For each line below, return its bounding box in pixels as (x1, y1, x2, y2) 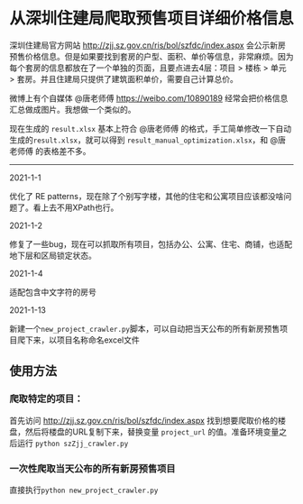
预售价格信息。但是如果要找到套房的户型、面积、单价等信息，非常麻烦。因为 (9, 50, 294, 61)
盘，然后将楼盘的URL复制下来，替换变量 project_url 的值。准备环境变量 (9, 426, 280, 437)
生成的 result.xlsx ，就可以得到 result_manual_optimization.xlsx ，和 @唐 (9, 134, 287, 145)
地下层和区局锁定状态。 (9, 250, 96, 261)
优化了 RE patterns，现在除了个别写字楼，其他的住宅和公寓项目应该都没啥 (9, 190, 284, 201)
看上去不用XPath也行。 (32, 202, 119, 213)
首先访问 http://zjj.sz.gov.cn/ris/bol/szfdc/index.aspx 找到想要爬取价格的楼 (9, 415, 287, 426)
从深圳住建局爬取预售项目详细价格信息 (9, 8, 295, 29)
